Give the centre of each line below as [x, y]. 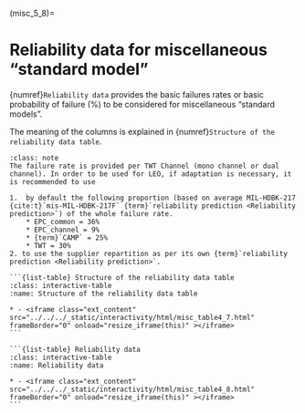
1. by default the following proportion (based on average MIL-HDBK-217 [153, 198]
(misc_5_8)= [32, 13]
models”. [26, 114]
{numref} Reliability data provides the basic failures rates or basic [137, 94]
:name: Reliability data [57, 365]
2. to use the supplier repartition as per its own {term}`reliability [148, 253]
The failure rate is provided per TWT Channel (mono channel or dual [145, 166]
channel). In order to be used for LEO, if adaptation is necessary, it [151, 174]
